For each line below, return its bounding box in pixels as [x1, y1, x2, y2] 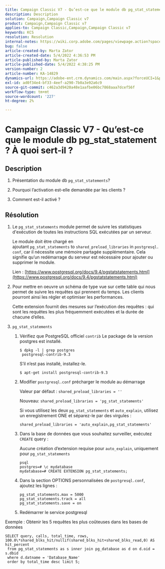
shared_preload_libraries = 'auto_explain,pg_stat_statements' [19, 422, 152, 427]
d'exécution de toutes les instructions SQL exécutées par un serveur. [12, 229, 152, 235]
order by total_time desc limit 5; [7, 559, 80, 564]
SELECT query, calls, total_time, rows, [5, 534, 89, 539]
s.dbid [5, 551, 19, 556]
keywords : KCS [5, 30, 34, 35]
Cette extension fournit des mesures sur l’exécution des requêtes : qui [12, 303, 154, 310]
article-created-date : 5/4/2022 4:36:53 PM [5, 53, 96, 58]
